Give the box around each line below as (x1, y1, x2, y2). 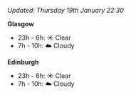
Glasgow (7, 20, 34, 28)
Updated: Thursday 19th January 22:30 (7, 6, 125, 14)
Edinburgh (7, 58, 39, 66)
